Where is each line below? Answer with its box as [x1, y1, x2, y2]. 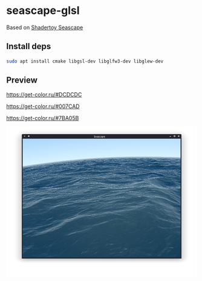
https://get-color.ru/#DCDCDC [6, 91, 82, 98]
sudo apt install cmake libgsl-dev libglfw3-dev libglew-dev [6, 58, 164, 64]
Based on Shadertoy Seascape [6, 24, 83, 31]
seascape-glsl [6, 4, 80, 18]
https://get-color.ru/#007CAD [6, 103, 80, 110]
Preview [6, 75, 38, 86]
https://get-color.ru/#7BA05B [6, 115, 79, 122]
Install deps [6, 41, 51, 52]
